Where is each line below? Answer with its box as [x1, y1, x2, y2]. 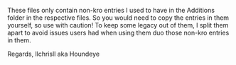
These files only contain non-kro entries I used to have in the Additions [7, 6, 215, 14]
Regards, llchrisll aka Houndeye [7, 49, 100, 58]
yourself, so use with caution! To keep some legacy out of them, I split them [7, 21, 229, 29]
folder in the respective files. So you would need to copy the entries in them [7, 13, 230, 22]
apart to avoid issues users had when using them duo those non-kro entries [7, 28, 230, 37]
